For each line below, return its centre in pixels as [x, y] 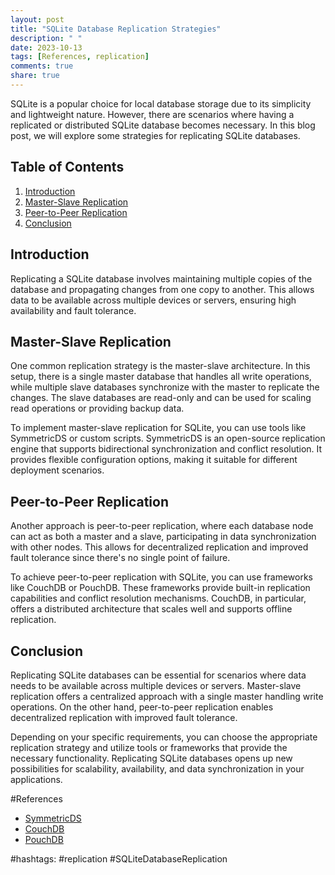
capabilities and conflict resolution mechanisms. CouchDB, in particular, [158, 598]
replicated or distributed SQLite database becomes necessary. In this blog [163, 125]
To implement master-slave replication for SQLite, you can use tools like [158, 428]
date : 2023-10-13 [46, 47]
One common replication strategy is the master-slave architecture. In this [160, 366]
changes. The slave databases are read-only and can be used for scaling [161, 398]
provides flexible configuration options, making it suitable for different [154, 460]
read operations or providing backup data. [97, 408]
